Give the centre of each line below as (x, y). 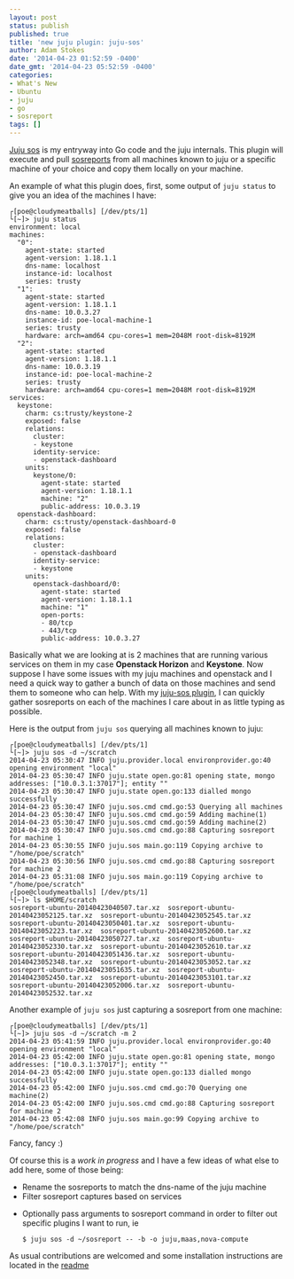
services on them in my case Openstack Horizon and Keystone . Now (136, 664)
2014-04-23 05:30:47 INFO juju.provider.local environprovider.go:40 (140, 760)
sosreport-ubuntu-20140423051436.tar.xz (85, 954)
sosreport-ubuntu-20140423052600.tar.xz (176, 931)
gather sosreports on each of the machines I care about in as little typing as (147, 702)
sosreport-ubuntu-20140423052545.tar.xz (176, 915)
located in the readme (49, 1265)
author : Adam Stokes (47, 51)
